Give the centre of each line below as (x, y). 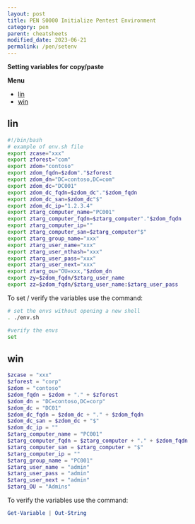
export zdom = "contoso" (41, 167)
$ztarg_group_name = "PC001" (50, 460)
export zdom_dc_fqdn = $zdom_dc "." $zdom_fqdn (72, 192)
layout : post (26, 14)
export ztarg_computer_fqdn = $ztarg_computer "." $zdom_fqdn (94, 219)
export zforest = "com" (39, 160)
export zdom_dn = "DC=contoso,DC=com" (61, 180)
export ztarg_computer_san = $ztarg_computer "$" (77, 232)
